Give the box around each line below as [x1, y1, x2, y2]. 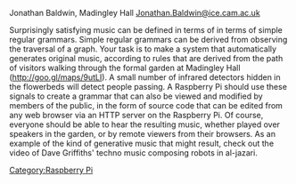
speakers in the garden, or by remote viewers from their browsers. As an [9, 129, 276, 139]
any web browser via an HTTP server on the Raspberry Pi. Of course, [9, 110, 264, 120]
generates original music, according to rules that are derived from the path [9, 53, 284, 63]
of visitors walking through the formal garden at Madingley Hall [9, 62, 241, 73]
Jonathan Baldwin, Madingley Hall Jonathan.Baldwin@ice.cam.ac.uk [9, 8, 260, 18]
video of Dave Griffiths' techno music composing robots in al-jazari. [9, 148, 259, 158]
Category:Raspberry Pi [9, 164, 94, 175]
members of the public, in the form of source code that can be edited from [9, 100, 284, 110]
